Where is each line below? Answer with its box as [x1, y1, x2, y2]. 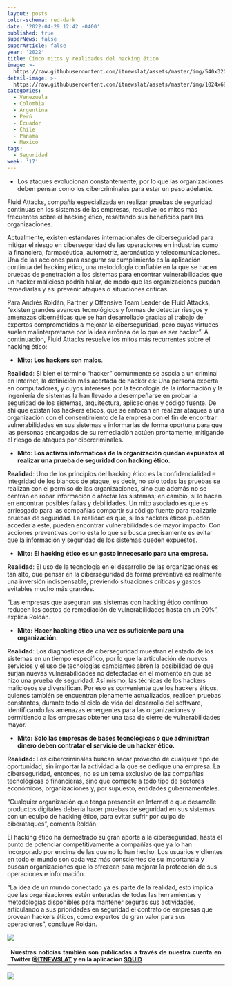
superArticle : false [7, 42, 67, 49]
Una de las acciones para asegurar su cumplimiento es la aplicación [7, 255, 201, 264]
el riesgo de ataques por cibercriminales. [7, 435, 124, 444]
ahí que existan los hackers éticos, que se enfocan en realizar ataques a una [7, 406, 224, 414]
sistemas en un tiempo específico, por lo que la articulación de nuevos [7, 654, 209, 662]
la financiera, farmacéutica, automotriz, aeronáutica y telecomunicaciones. [7, 248, 220, 256]
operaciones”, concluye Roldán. [7, 920, 97, 928]
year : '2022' [7, 49, 45, 56]
